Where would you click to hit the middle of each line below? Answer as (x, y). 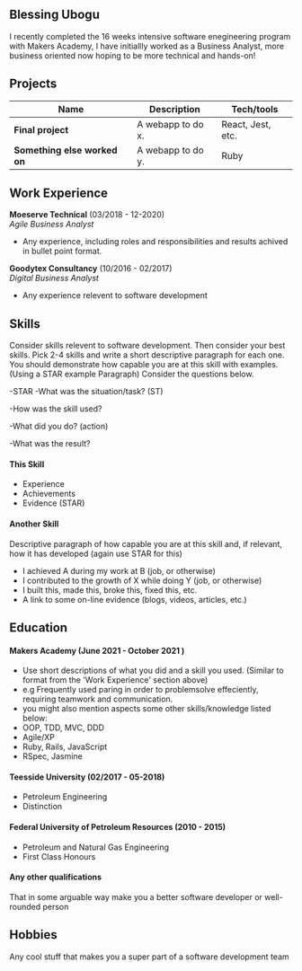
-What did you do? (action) (59, 427)
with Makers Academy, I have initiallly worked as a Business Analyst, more (147, 46)
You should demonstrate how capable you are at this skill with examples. (144, 365)
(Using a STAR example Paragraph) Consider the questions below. (132, 374)
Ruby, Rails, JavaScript (65, 747)
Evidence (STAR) (53, 503)
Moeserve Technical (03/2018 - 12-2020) (87, 215)
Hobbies (34, 935)
